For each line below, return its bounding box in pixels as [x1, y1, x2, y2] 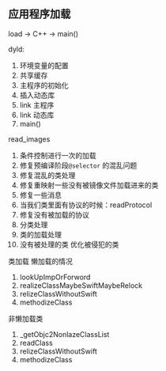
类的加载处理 [19, 229, 62, 239]
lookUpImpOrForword [19, 272, 91, 282]
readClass [19, 338, 53, 347]
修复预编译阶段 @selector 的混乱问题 [19, 161, 138, 170]
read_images [8, 134, 51, 144]
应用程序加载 [8, 7, 71, 21]
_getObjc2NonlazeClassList [19, 329, 110, 339]
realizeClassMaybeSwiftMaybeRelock [19, 280, 143, 290]
